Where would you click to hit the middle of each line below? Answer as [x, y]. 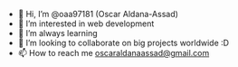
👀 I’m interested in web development [86, 24]
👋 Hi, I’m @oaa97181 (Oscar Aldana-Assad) [98, 14]
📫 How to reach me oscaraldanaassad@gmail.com [114, 53]
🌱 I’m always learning [57, 33]
